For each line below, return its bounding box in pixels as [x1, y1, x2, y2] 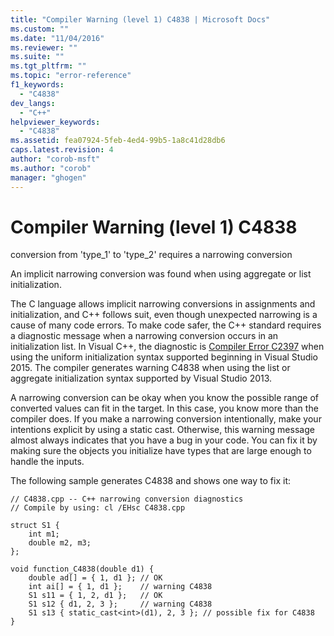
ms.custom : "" [10, 24, 70, 34]
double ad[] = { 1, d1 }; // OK [28, 573, 163, 583]
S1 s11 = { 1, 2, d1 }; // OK [28, 591, 163, 601]
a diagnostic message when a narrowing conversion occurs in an [10, 330, 279, 342]
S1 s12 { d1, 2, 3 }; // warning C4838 [28, 599, 213, 610]
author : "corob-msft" [10, 154, 101, 164]
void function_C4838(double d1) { [10, 564, 155, 575]
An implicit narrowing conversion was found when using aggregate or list [10, 268, 312, 280]
